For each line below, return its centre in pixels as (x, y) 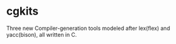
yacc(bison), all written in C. (42, 34)
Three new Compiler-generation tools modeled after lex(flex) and (88, 28)
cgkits (22, 11)
